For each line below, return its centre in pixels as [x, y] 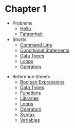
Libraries [29, 98]
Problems [22, 23]
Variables [30, 120]
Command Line [36, 45]
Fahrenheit [31, 34]
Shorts [19, 39]
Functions [30, 93]
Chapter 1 [26, 9]
